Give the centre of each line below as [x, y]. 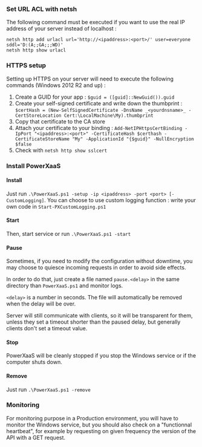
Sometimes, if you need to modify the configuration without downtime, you [99, 261]
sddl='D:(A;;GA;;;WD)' [35, 45]
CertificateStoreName [42, 139]
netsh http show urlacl [36, 50]
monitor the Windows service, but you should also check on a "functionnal [99, 425]
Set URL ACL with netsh [42, 9]
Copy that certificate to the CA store [60, 121]
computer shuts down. [34, 362]
